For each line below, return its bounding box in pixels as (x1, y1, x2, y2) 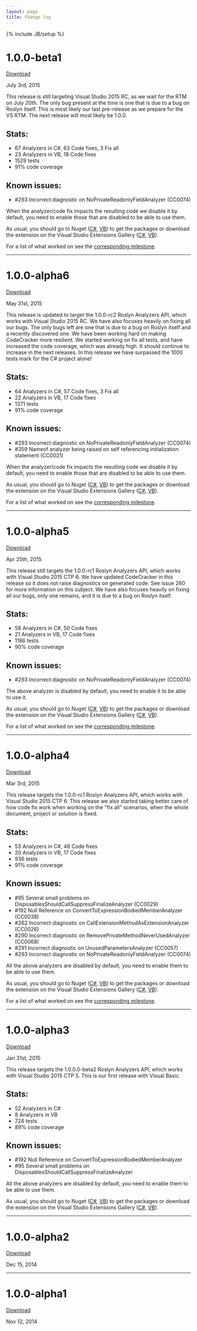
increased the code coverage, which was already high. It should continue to (6, 343, 189, 349)
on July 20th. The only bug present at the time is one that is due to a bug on (6, 100, 190, 107)
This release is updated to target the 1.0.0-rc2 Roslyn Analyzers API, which (6, 312, 186, 318)
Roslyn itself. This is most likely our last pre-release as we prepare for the (6, 105, 184, 112)
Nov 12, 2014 (6, 1318, 38, 1325)
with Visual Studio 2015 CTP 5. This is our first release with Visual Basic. (6, 1072, 181, 1079)
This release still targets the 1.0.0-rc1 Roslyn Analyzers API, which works (6, 567, 181, 574)
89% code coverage (14, 1123, 64, 1131)
